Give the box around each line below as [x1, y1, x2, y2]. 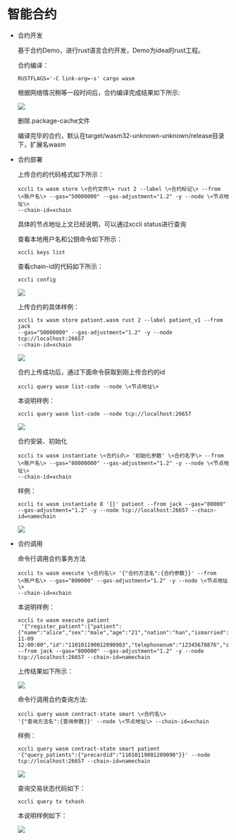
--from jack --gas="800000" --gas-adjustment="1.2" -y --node [17, 647, 204, 655]
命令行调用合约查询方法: [17, 695, 88, 703]
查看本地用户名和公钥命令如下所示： [17, 234, 123, 243]
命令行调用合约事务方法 [17, 554, 86, 563]
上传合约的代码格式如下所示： [17, 170, 104, 178]
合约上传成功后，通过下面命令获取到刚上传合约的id [17, 368, 166, 376]
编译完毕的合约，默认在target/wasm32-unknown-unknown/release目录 [17, 131, 225, 139]
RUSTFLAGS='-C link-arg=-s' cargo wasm [17, 75, 135, 82]
